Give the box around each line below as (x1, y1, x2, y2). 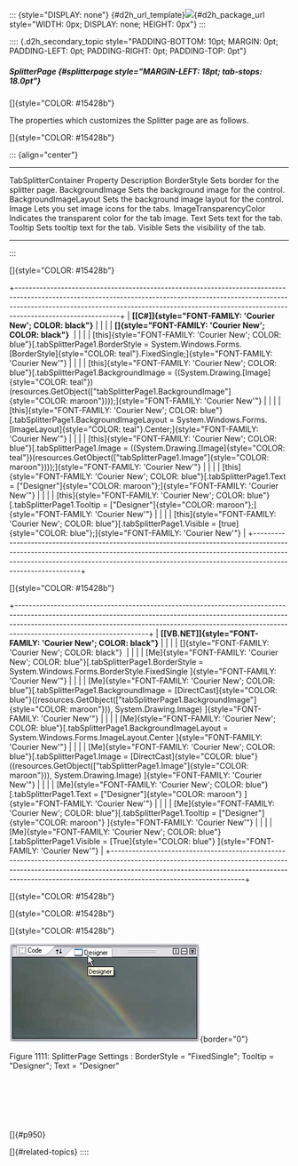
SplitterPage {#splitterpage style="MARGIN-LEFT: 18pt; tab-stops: (9, 66, 263, 76)
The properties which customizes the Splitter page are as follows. (9, 115, 249, 125)
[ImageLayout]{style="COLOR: (9, 423, 122, 435)
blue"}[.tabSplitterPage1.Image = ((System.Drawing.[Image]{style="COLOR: (9, 443, 286, 453)
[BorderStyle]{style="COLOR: (9, 347, 117, 359)
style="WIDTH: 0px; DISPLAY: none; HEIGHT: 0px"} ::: (9, 19, 207, 29)
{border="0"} (200, 1034, 249, 1044)
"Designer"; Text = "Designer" (9, 1060, 120, 1071)
